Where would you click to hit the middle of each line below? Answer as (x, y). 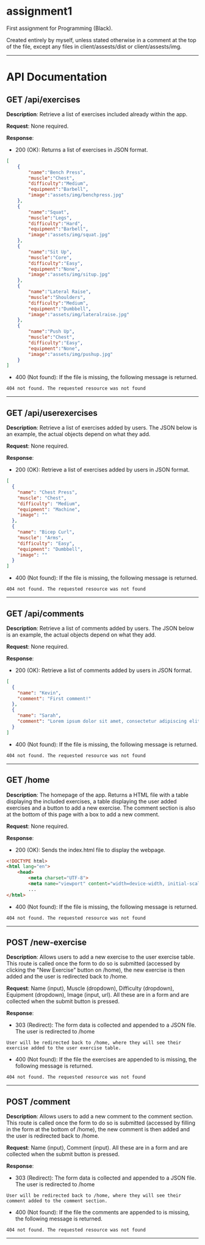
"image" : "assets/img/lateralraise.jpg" (79, 314)
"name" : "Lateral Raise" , (60, 292)
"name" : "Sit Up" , (50, 252)
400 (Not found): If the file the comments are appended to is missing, (103, 1213)
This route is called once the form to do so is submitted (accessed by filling (101, 1123)
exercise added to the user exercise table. (64, 1048)
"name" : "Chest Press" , (48, 492)
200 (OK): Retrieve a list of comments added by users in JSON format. (103, 670)
